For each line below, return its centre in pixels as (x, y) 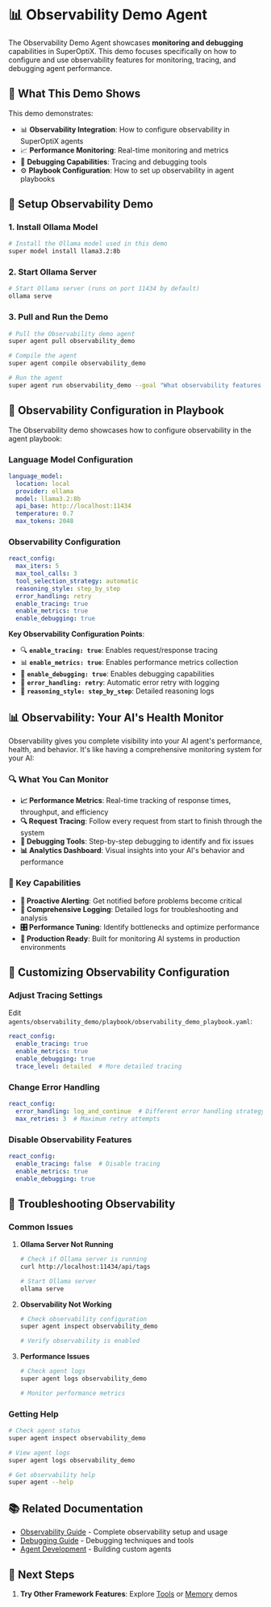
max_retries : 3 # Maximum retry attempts (88, 1119)
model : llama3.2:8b (48, 499)
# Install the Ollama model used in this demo (88, 244)
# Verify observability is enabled (80, 1341)
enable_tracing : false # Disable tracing (88, 1163)
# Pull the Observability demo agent (72, 334)
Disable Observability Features (70, 1140)
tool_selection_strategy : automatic (77, 581)
